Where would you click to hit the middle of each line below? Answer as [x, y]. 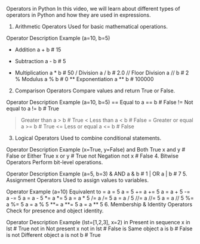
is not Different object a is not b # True [53, 235]
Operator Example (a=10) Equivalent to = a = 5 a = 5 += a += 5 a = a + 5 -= [98, 192]
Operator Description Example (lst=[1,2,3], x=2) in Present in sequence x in [98, 222]
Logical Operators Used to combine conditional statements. [88, 138]
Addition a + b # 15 [38, 50]
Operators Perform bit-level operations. [55, 162]
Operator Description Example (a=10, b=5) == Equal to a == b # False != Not [100, 102]
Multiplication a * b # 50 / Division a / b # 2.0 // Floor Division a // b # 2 [102, 73]
